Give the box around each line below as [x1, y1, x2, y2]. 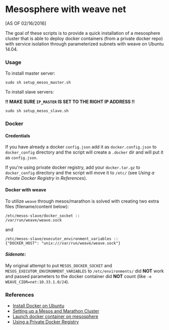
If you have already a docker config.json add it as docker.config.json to [5, 144, 157, 150]
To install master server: [5, 70, 55, 76]
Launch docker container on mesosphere [12, 313, 98, 319]
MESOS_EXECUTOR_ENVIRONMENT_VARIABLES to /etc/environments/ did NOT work [5, 268, 164, 274]
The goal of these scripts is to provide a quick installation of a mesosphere [5, 30, 160, 36]
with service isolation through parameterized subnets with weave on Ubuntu [5, 40, 164, 46]
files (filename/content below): [5, 203, 69, 209]
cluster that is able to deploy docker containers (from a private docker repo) [5, 35, 163, 41]
